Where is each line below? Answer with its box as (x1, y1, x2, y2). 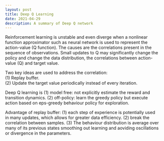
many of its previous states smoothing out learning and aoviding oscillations (5, 125, 159, 131)
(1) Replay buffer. (5, 75, 40, 81)
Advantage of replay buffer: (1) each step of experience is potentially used (5, 110, 156, 116)
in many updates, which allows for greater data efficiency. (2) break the (5, 115, 150, 120)
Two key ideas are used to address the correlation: (5, 70, 108, 76)
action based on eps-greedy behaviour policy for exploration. (5, 100, 129, 106)
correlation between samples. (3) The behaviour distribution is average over (5, 120, 159, 126)
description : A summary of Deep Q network (5, 21, 93, 26)
